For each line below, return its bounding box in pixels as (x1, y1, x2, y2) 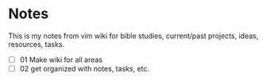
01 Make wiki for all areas (19, 55, 103, 64)
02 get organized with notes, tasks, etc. (19, 64, 149, 73)
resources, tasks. (8, 39, 65, 48)
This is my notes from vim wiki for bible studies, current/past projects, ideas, (8, 31, 259, 40)
